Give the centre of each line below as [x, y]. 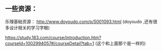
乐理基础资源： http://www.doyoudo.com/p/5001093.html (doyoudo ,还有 [79, 22]
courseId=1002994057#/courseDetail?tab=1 [50, 43]
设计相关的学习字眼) [29, 27]
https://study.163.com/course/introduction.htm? [53, 37]
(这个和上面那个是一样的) [120, 43]
